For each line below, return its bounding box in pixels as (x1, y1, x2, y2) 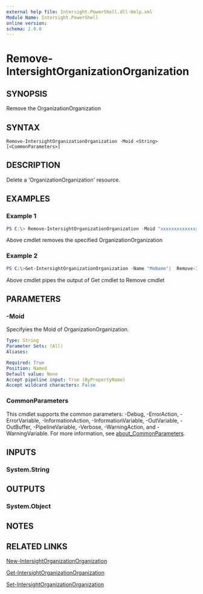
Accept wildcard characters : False (6, 382, 96, 388)
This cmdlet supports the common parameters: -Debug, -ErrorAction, (6, 410, 179, 418)
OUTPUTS (6, 484, 45, 494)
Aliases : (6, 349, 28, 355)
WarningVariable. (6, 429, 50, 437)
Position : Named (6, 365, 47, 371)
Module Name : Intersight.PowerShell (6, 15, 98, 21)
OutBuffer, (6, 423, 32, 431)
